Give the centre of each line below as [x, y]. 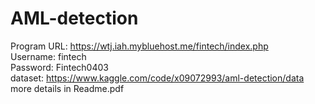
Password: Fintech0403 [59, 67]
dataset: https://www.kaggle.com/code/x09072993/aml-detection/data [157, 78]
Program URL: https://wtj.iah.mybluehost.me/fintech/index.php [139, 46]
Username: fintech [48, 56]
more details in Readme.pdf [67, 88]
